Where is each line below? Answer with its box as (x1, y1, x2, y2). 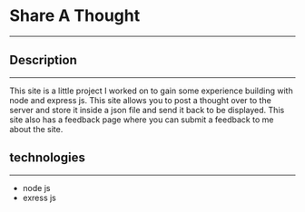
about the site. (9, 123, 64, 134)
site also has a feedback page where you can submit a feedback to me (9, 114, 274, 125)
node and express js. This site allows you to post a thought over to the (9, 94, 272, 105)
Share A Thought (9, 5, 141, 26)
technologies (9, 150, 86, 166)
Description (9, 53, 77, 68)
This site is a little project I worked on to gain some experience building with (9, 85, 293, 96)
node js (22, 182, 51, 193)
